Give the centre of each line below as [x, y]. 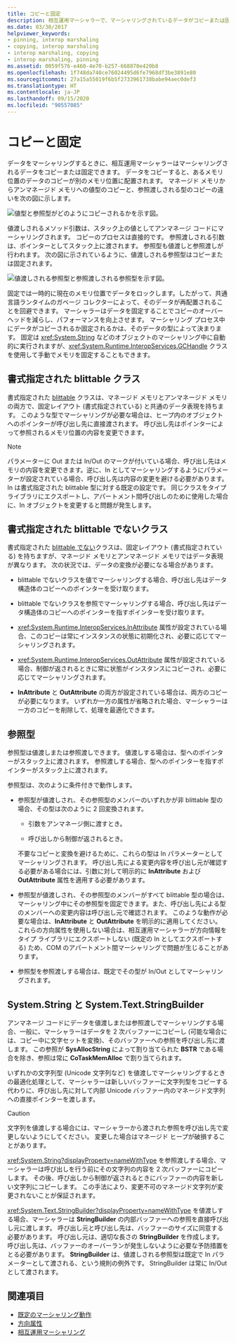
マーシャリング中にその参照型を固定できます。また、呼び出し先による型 [122, 904]
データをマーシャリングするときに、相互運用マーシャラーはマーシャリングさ [118, 163]
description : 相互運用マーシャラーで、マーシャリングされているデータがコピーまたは [116, 20]
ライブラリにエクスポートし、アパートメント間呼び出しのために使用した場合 [118, 496]
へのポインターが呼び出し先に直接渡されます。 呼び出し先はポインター [110, 423]
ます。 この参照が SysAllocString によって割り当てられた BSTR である [115, 1049]
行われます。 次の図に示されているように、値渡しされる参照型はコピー [109, 255]
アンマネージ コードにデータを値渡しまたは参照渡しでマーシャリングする [112, 1023]
